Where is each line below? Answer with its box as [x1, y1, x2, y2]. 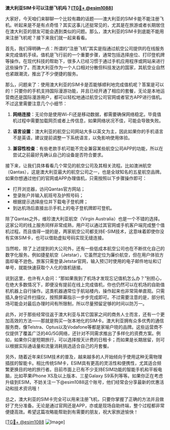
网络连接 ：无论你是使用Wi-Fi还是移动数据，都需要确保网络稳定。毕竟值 [12, 111, 162, 117]
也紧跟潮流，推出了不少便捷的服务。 [5, 71, 81, 76]
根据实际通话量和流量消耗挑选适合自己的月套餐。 [9, 343, 112, 349]
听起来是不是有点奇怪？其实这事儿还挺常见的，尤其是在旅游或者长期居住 [14, 22, 165, 28]
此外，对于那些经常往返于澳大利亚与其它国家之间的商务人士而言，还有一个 [5, 311, 160, 317]
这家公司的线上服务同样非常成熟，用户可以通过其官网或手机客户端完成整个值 [5, 222, 165, 228]
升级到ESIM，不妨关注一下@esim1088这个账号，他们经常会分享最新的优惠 [5, 379, 160, 385]
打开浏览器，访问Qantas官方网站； [12, 186, 86, 192]
